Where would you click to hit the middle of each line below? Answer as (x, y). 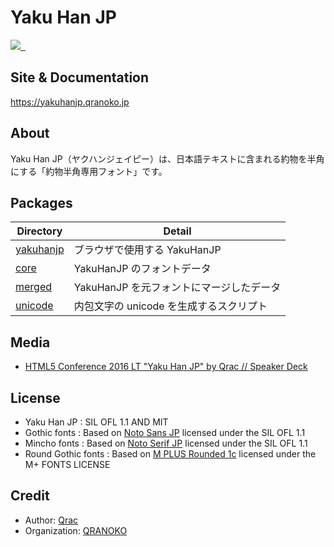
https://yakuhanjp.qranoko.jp (70, 102)
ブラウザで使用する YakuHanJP (147, 250)
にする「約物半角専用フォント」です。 (89, 171)
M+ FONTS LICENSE (67, 464)
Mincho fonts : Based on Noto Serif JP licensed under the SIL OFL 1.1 (166, 443)
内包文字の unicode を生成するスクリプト (170, 306)
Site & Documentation (80, 77)
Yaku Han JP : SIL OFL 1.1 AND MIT (96, 422)
